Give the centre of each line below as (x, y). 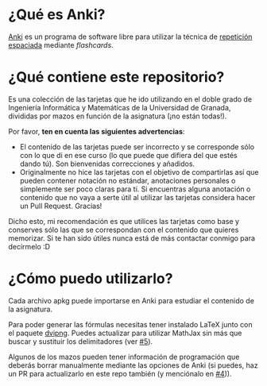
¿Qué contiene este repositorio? (116, 77)
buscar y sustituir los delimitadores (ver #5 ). (81, 341)
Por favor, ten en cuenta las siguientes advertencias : (97, 131)
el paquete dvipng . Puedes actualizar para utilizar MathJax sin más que (125, 333)
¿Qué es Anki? (57, 15)
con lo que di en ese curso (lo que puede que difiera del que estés (129, 155)
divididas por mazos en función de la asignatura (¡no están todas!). (118, 116)
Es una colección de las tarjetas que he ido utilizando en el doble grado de (130, 99)
